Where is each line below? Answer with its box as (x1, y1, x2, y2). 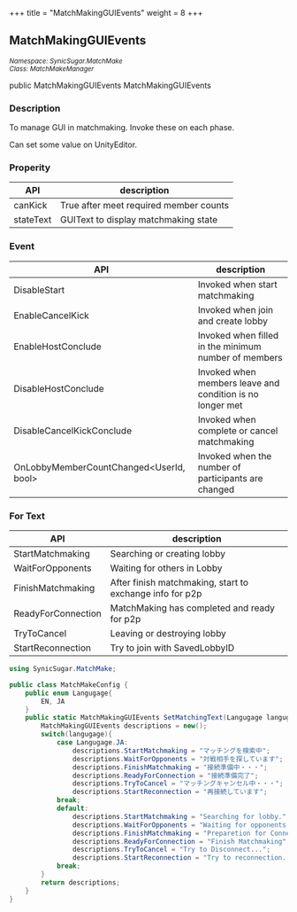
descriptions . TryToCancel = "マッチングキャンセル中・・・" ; (72, 779, 284, 788)
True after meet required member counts (60, 199, 230, 212)
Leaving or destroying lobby (110, 627, 227, 639)
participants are (197, 472, 263, 484)
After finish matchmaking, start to (110, 576, 249, 589)
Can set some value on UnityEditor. (9, 139, 138, 150)
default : (56, 804, 89, 813)
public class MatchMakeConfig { (9, 680, 128, 690)
